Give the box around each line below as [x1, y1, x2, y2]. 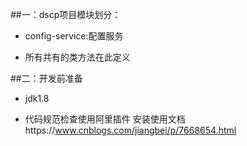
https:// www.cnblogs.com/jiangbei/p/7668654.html [24, 124, 237, 136]
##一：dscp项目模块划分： [10, 9, 122, 20]
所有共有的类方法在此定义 [24, 51, 131, 63]
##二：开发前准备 [10, 73, 83, 84]
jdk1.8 [24, 93, 50, 104]
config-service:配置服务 [24, 30, 124, 42]
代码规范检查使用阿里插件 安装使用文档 [24, 113, 186, 125]
